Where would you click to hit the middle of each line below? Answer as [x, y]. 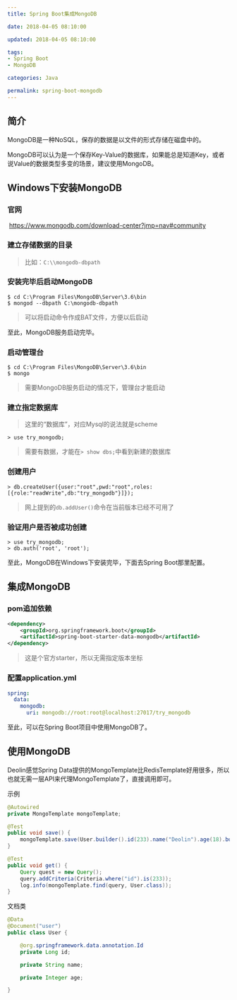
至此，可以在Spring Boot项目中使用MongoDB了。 [79, 727]
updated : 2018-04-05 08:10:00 [52, 40]
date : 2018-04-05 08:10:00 [47, 27]
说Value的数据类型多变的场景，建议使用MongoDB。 [83, 163]
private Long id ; [45, 952]
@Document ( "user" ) [34, 927]
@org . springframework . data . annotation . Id [81, 945]
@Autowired [23, 807]
